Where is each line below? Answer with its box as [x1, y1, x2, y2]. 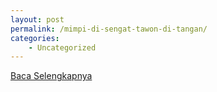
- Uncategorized [28, 42, 97, 53]
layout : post [10, 14, 65, 25]
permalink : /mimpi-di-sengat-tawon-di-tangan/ [10, 24, 208, 34]
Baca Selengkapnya [10, 70, 93, 82]
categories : [10, 33, 60, 43]
